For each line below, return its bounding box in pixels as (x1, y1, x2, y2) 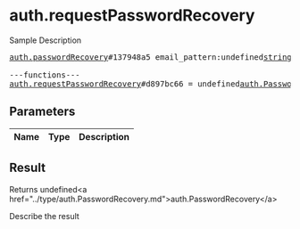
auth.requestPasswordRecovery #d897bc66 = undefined (9, 78, 241, 89)
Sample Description (9, 35, 82, 45)
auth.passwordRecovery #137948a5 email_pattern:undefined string (9, 52, 292, 62)
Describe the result (9, 210, 80, 221)
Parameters (9, 104, 76, 119)
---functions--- (9, 70, 80, 80)
